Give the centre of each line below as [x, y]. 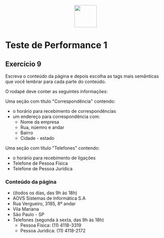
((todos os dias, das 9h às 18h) [45, 193]
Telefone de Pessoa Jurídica [43, 169]
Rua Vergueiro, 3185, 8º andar [44, 204]
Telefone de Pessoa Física [40, 163]
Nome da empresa [40, 122]
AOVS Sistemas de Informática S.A [49, 198]
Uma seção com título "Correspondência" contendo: [60, 101]
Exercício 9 [23, 64]
